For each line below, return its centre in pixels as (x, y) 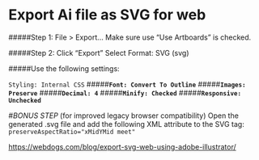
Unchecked (25, 100)
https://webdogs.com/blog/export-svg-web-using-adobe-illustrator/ (122, 146)
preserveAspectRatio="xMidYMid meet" (72, 132)
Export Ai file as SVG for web (107, 15)
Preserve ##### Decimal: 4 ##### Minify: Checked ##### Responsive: (125, 93)
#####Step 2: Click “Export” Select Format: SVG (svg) (99, 53)
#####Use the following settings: (64, 68)
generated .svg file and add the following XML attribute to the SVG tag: (126, 124)
